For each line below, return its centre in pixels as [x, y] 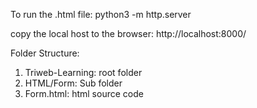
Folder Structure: [45, 53]
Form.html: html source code [84, 93]
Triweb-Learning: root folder [83, 72]
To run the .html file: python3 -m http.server [101, 14]
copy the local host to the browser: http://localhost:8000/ [128, 33]
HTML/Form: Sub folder [73, 83]
